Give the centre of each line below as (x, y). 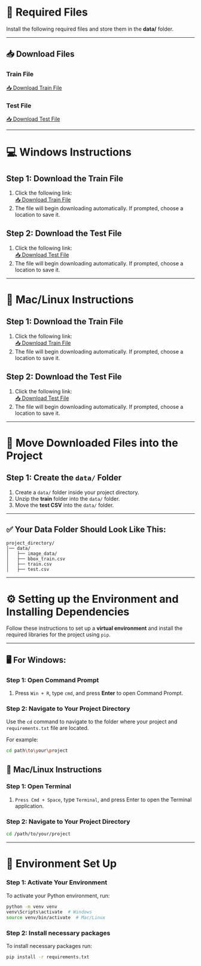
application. (29, 806)
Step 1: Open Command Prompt (53, 680)
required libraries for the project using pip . (58, 635)
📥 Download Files (40, 54)
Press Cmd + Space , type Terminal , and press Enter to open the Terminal (103, 799)
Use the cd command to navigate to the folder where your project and (92, 722)
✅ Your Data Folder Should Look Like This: (86, 529)
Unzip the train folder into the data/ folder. (67, 498)
